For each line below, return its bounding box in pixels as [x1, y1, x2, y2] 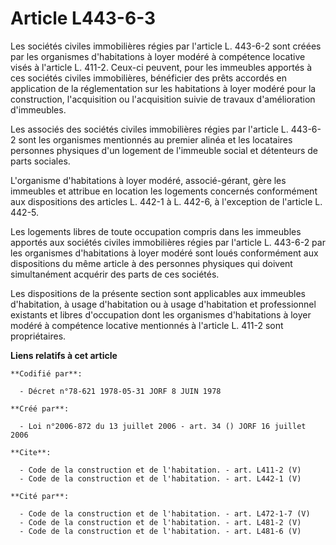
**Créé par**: [10, 403, 70, 414]
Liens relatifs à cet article [10, 349, 118, 361]
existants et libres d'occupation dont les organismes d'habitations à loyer [10, 308, 312, 321]
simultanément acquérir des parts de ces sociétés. [10, 268, 220, 280]
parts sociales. [10, 155, 71, 167]
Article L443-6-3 [10, 7, 157, 30]
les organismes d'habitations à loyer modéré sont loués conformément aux [10, 247, 319, 259]
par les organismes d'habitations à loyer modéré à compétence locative [10, 50, 306, 62]
